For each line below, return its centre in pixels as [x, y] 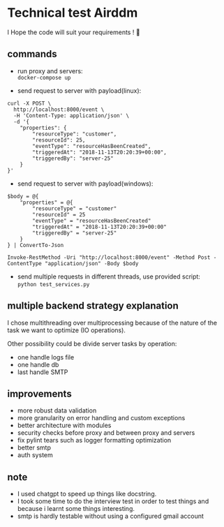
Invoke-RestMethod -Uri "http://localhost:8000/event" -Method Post [109, 257]
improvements [39, 393]
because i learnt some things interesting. [76, 509]
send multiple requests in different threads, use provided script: [109, 276]
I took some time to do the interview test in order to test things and [113, 501]
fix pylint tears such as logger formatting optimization [94, 440]
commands [32, 54]
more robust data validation [57, 410]
